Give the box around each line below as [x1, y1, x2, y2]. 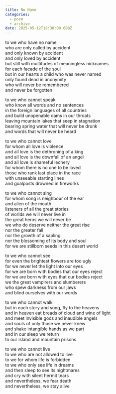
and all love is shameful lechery [5, 159, 70, 165]
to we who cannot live [5, 346, 51, 352]
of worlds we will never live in [5, 211, 66, 217]
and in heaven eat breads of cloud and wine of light [5, 310, 111, 316]
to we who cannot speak [5, 97, 56, 103]
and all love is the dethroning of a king [5, 149, 84, 155]
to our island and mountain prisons [5, 337, 77, 343]
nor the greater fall [5, 227, 44, 233]
